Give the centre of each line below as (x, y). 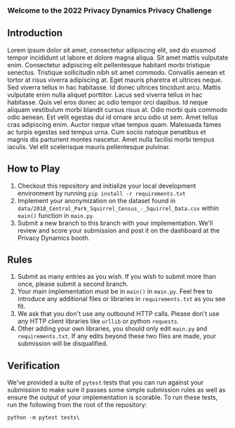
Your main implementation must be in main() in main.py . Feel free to (115, 291)
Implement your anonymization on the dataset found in (96, 200)
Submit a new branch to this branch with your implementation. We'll (115, 223)
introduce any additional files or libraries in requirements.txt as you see (121, 299)
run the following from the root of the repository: (77, 405)
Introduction (35, 33)
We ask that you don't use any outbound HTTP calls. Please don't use (118, 314)
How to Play (34, 169)
